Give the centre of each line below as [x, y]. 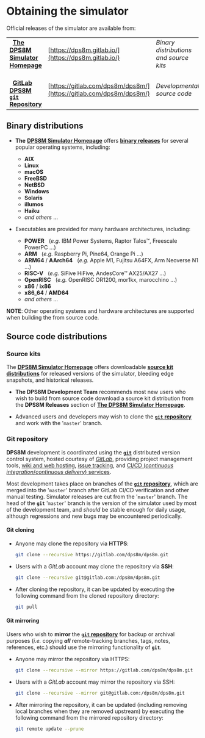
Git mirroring [23, 621]
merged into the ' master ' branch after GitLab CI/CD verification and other [98, 490]
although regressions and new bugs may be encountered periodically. [94, 516]
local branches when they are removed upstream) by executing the [99, 711]
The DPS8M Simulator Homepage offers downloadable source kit [90, 367]
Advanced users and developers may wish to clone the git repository [103, 417]
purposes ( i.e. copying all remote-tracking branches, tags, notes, [88, 640]
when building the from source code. [53, 317]
